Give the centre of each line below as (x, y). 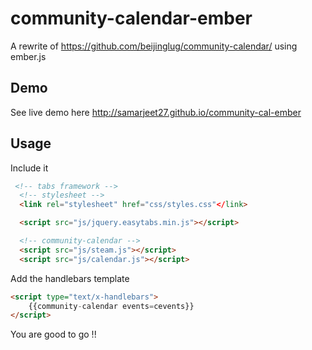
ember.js (28, 56)
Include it (29, 168)
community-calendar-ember (131, 18)
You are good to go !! (53, 334)
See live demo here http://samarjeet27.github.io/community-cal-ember (156, 112)
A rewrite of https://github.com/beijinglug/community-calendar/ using (154, 46)
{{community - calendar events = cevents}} (111, 306)
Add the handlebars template (70, 278)
